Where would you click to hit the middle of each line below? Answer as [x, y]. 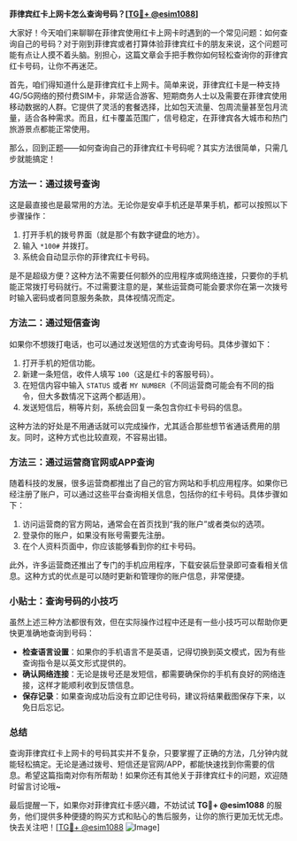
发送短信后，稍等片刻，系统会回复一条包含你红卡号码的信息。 [134, 407]
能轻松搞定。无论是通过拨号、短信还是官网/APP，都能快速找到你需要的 [138, 764]
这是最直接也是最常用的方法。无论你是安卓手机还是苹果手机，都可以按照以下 [148, 205]
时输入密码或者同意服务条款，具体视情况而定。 [94, 298]
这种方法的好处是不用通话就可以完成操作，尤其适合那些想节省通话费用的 [141, 426]
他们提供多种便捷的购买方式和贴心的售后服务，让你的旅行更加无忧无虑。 [156, 816]
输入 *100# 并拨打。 [57, 246]
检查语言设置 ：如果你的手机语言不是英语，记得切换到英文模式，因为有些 [153, 652]
